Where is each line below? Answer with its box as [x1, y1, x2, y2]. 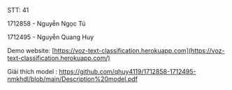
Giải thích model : [7, 68, 58, 75]
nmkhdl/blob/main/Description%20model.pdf [7, 75, 138, 83]
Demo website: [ [7, 47, 55, 54]
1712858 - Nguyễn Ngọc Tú [7, 20, 86, 27]
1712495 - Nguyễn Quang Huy [7, 33, 94, 41]
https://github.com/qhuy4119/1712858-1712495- [59, 68, 197, 75]
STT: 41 [7, 6, 29, 14]
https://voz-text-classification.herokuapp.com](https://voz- [54, 47, 225, 54]
